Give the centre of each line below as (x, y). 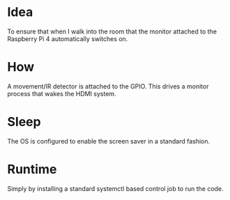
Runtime (32, 169)
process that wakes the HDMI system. (62, 93)
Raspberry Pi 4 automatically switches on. (68, 38)
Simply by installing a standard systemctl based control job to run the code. (116, 188)
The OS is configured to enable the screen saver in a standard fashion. (109, 141)
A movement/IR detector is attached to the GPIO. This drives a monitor (108, 86)
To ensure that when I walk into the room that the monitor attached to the (112, 31)
